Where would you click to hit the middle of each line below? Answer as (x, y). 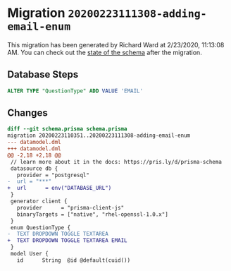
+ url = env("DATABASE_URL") (60, 188)
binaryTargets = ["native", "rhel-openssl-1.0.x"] (93, 214)
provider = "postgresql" (53, 175)
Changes (27, 113)
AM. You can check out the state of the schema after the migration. (105, 52)
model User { (30, 254)
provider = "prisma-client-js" (70, 207)
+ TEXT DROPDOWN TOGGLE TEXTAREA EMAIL (68, 241)
